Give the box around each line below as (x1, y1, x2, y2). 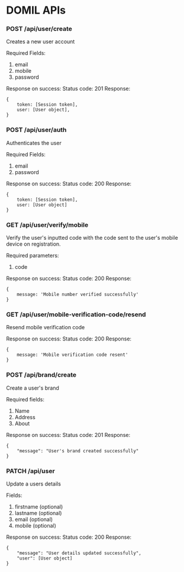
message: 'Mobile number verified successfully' (17, 291, 139, 298)
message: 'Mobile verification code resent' (17, 352, 128, 358)
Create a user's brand (6, 384, 59, 391)
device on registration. (6, 240, 61, 248)
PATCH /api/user (6, 467, 55, 475)
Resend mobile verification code (6, 324, 85, 331)
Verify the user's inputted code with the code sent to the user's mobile (6, 234, 179, 242)
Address (14, 413, 35, 420)
